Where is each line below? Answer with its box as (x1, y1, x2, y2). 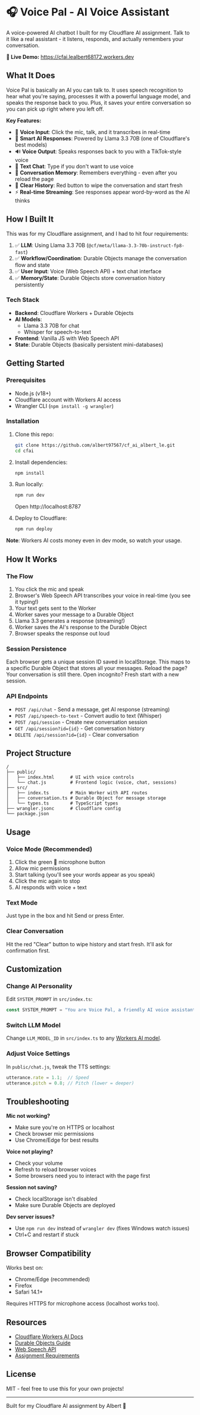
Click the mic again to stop (14, 877, 80, 884)
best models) (14, 141, 48, 148)
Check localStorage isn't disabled (14, 1195, 98, 1202)
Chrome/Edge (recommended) (14, 1276, 90, 1283)
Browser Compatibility (6, 1248, 91, 1258)
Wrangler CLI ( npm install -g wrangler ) (14, 402, 114, 409)
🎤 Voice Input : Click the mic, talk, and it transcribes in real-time (14, 128, 171, 135)
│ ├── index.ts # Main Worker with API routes (6, 790, 148, 796)
